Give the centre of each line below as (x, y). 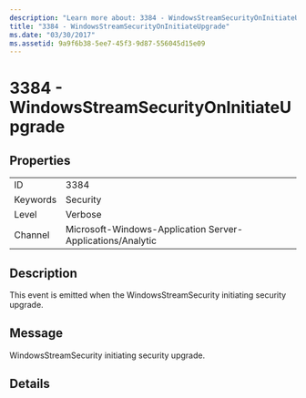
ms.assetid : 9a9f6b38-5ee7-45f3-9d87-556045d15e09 (107, 43)
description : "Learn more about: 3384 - (87, 18)
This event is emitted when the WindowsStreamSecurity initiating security (148, 295)
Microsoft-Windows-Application (136, 230)
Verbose (83, 215)
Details (30, 384)
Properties (40, 160)
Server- (225, 230)
